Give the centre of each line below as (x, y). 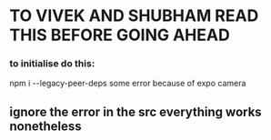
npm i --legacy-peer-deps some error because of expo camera (128, 84)
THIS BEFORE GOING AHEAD (120, 35)
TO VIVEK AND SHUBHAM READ (134, 16)
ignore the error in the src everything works (135, 111)
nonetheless (45, 126)
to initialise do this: (52, 64)
